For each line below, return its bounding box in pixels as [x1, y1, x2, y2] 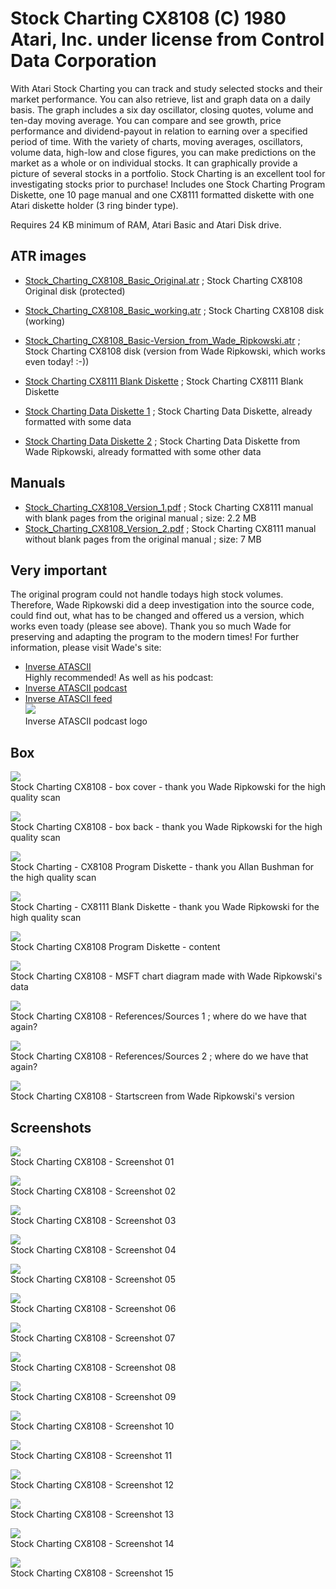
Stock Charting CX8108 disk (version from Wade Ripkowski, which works [24, 345, 326, 357]
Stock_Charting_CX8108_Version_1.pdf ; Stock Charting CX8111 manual [24, 501, 314, 513]
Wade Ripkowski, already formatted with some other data [24, 445, 262, 457]
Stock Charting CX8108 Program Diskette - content [10, 941, 221, 953]
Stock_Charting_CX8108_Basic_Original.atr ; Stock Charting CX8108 [24, 274, 303, 286]
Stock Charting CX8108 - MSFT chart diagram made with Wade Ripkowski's [10, 970, 323, 982]
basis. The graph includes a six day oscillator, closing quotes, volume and [10, 103, 314, 116]
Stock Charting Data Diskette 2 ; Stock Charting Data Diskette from [24, 435, 301, 447]
